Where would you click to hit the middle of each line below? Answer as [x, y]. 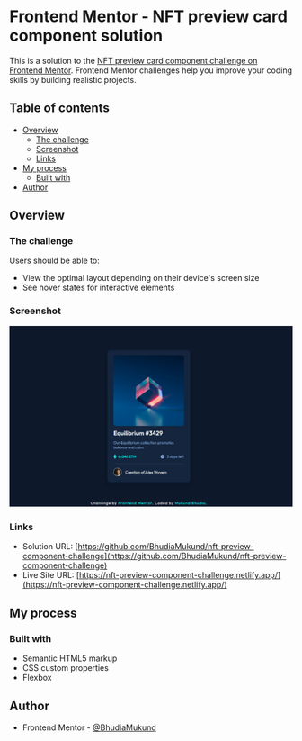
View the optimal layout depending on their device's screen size [141, 278]
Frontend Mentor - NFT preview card [148, 17]
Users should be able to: [55, 261]
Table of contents [59, 108]
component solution [86, 36]
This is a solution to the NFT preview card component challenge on [133, 60]
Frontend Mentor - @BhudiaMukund [89, 727]
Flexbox [37, 678]
